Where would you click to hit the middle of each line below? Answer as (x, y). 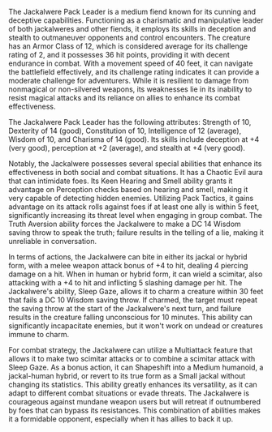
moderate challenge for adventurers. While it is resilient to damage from (129, 81)
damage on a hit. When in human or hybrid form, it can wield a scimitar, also (136, 274)
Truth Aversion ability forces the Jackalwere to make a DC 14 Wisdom (125, 224)
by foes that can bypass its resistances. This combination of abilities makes (135, 410)
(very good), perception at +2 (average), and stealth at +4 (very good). (127, 148)
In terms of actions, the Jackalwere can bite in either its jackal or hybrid (128, 257)
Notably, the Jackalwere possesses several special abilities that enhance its (135, 164)
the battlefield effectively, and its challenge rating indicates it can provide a (134, 72)
